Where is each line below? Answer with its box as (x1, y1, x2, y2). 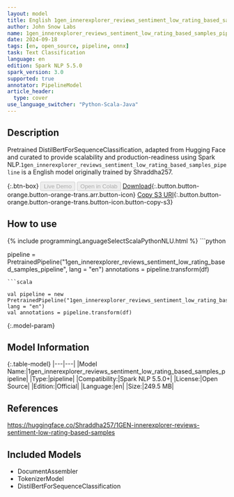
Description (7, 127, 59, 139)
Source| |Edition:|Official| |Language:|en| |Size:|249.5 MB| (7, 382, 174, 391)
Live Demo (44, 182, 72, 190)
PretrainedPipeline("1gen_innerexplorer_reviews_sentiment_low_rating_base (7, 258, 226, 266)
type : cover (13, 95, 49, 102)
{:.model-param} (7, 321, 56, 329)
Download (122, 181, 152, 190)
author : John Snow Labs (7, 23, 77, 30)
